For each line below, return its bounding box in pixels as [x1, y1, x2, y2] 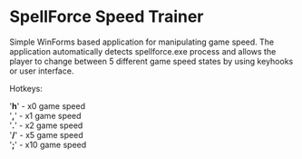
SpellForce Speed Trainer [9, 6, 204, 27]
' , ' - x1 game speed [9, 110, 82, 121]
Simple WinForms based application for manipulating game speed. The [9, 36, 275, 47]
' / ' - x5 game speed [9, 129, 83, 140]
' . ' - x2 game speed [9, 120, 83, 131]
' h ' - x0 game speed [9, 100, 86, 111]
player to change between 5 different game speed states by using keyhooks [9, 55, 294, 66]
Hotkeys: [9, 83, 43, 94]
